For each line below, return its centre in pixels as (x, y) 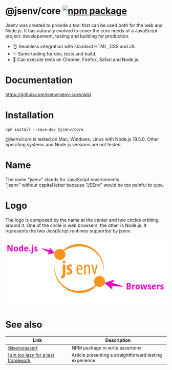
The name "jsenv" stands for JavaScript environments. (63, 179)
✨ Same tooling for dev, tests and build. (54, 53)
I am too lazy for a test (31, 355)
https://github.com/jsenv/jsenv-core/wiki (48, 94)
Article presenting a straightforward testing (117, 355)
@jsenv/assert (23, 348)
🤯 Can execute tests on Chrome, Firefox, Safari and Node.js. (76, 60)
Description (118, 340)
